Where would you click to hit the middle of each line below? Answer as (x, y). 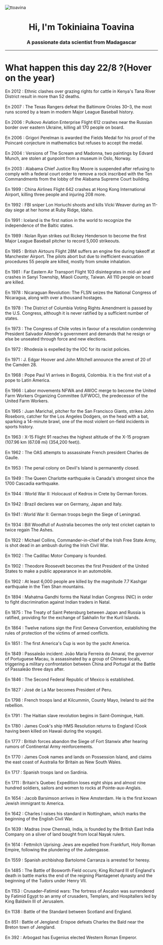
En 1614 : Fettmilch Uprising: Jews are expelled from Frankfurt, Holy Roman (80, 844)
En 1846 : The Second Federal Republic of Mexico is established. (70, 679)
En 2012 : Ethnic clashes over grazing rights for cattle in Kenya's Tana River (80, 91)
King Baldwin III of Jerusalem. (35, 901)
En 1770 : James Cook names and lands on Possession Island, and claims (78, 757)
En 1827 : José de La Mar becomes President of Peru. (59, 690)
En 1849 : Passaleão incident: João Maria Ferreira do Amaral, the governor (79, 654)
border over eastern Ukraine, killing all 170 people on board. (65, 127)
